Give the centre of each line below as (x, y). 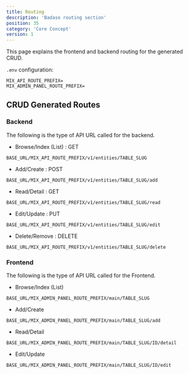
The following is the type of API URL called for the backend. (81, 135)
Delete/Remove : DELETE (46, 236)
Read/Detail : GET (37, 191)
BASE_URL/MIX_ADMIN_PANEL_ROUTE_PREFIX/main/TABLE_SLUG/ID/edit (89, 366)
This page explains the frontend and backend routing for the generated (94, 51)
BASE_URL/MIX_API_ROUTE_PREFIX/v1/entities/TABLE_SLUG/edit (84, 225)
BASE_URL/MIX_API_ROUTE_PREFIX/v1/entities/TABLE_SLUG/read (84, 202)
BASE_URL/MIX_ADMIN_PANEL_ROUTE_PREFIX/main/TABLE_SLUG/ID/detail (91, 343)
